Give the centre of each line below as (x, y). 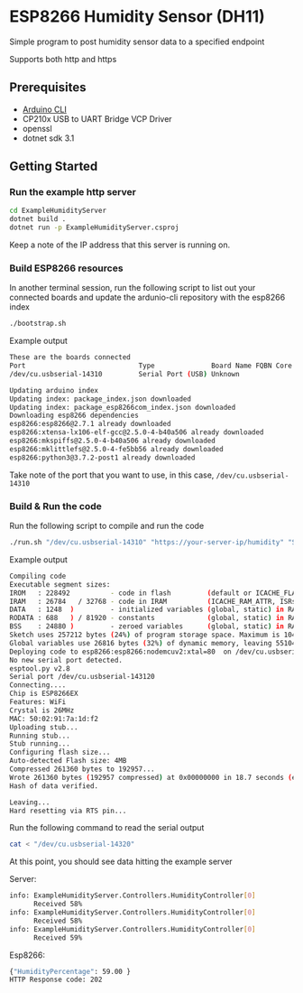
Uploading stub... (44, 727)
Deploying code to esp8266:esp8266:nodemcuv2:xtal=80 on (120, 652)
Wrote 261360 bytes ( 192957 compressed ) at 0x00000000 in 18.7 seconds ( (151, 777)
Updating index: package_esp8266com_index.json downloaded (123, 407)
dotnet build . (38, 219)
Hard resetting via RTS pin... (68, 811)
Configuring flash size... (60, 752)
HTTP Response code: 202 (56, 980)
